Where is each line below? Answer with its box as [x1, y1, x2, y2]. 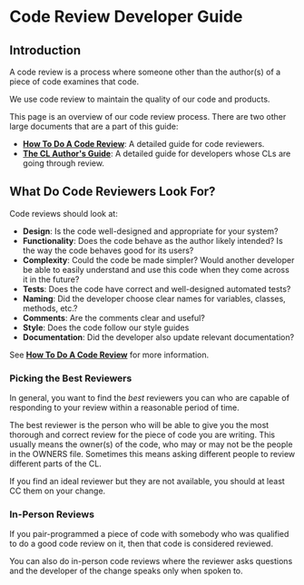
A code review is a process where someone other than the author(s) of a [9, 66, 281, 77]
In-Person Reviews [9, 508, 95, 521]
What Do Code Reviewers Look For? [9, 184, 216, 200]
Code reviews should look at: [9, 208, 118, 219]
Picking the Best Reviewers [9, 372, 132, 385]
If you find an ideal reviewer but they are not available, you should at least [9, 476, 286, 487]
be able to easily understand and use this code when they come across [22, 264, 290, 275]
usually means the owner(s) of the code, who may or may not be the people [9, 439, 293, 450]
